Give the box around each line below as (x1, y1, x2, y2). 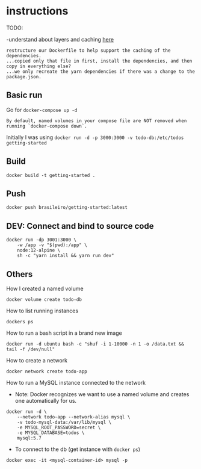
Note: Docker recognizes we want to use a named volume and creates (14, 391, 190, 398)
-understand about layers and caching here (6, 36, 114, 43)
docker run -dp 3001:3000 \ (6, 237, 77, 243)
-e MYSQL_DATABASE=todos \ (17, 430, 85, 436)
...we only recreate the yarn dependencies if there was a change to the (6, 68, 196, 75)
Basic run (6, 90, 43, 101)
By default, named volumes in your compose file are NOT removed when (6, 117, 187, 124)
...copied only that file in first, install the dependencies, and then (6, 58, 193, 64)
